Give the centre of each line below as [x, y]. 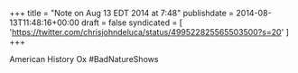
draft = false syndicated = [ [132, 23]
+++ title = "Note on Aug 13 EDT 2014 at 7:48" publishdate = [122, 13]
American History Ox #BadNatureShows [84, 59]
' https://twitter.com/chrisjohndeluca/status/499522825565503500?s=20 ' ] [149, 32]
